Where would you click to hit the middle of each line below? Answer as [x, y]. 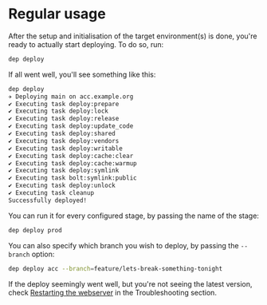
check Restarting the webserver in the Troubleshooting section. [113, 292]
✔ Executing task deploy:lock [59, 111]
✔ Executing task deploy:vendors [64, 141]
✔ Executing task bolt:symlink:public [73, 178]
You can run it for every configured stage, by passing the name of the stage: [133, 216]
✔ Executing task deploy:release [64, 119]
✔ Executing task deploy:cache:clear [71, 156]
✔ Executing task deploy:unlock [62, 186]
